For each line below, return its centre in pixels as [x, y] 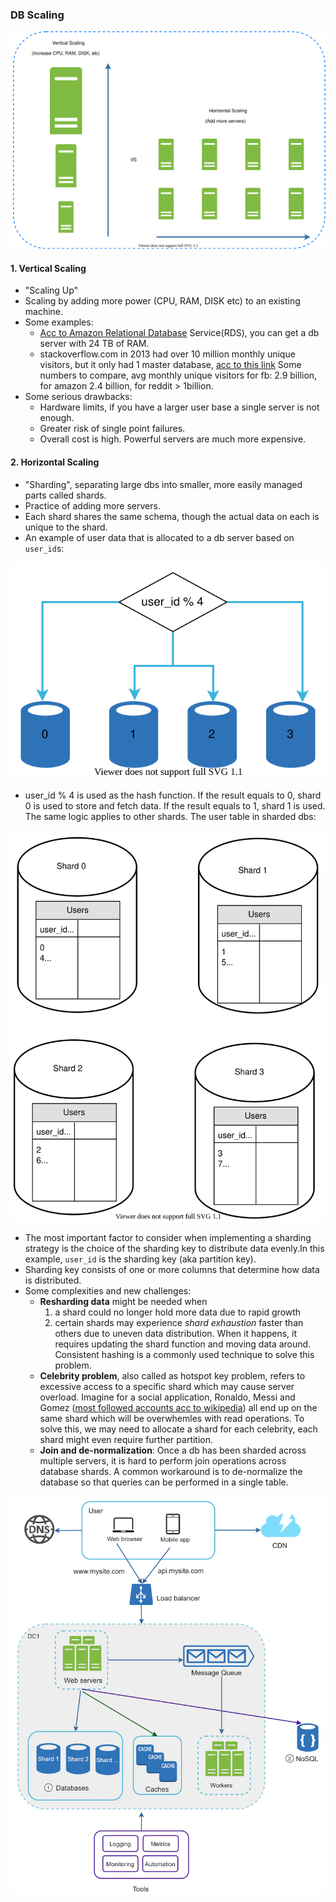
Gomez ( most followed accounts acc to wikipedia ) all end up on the [178, 1408]
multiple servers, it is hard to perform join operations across [163, 1461]
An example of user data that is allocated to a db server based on [159, 537]
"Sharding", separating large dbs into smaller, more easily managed [163, 484]
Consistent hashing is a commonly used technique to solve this [184, 1355]
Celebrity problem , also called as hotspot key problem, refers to [172, 1376]
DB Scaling [37, 15]
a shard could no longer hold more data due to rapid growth [178, 1312]
